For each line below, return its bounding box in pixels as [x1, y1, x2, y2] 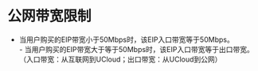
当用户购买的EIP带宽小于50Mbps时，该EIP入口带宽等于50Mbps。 [18, 35, 234, 44]
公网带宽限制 [7, 7, 92, 25]
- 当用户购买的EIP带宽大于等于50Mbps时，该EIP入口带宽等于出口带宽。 [18, 44, 254, 54]
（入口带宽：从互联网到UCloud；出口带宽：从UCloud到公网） [18, 54, 222, 64]
